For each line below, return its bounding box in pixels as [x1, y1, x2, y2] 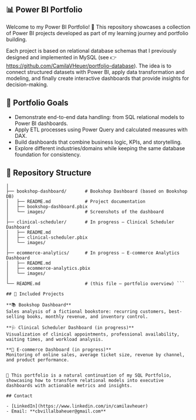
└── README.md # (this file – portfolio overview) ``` [6, 281, 185, 287]
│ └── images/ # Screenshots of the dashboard [6, 209, 164, 215]
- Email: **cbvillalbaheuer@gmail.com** [6, 408, 107, 415]
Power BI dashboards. [14, 120, 69, 127]
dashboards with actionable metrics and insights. [6, 383, 133, 389]
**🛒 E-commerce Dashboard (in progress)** [6, 347, 111, 353]
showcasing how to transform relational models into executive [6, 378, 164, 384]
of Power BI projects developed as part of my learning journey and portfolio [6, 29, 189, 36]
